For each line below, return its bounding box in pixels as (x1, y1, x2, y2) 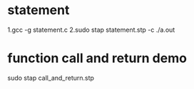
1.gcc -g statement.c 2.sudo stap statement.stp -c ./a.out (7, 25, 175, 34)
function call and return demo (7, 50, 188, 66)
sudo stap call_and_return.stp (7, 73, 95, 82)
